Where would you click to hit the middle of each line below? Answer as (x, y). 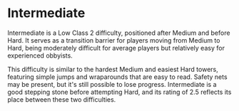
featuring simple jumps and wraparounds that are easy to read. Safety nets (117, 77)
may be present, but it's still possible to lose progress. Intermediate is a (112, 84)
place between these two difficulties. (62, 99)
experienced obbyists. (40, 55)
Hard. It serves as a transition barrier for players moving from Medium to (114, 40)
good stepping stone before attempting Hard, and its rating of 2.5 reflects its (119, 92)
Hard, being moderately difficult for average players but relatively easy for (116, 48)
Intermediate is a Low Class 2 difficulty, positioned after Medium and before (119, 33)
